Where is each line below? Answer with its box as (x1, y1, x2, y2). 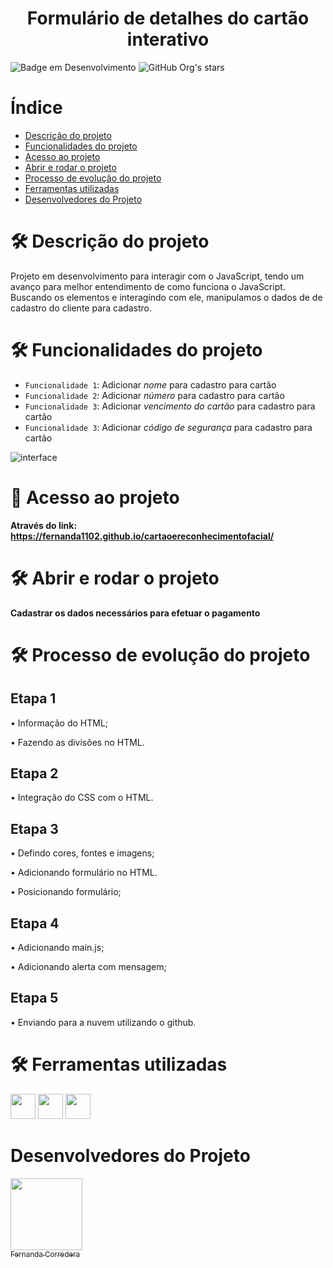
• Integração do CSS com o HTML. (10, 792, 154, 804)
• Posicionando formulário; (10, 886, 122, 898)
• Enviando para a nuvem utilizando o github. (10, 1016, 197, 1028)
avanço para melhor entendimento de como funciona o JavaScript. (10, 280, 286, 292)
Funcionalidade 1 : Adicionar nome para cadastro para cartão (24, 378, 277, 391)
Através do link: (10, 519, 78, 531)
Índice (10, 97, 63, 119)
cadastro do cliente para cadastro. (10, 302, 152, 314)
